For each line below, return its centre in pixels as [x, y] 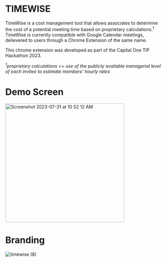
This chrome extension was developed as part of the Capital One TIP [77, 50]
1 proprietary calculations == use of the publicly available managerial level [83, 66]
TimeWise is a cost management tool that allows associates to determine [82, 23]
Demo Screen [34, 92]
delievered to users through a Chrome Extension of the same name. [76, 40]
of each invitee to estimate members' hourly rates [58, 71]
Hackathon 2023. [23, 55]
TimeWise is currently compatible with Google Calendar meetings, [75, 35]
